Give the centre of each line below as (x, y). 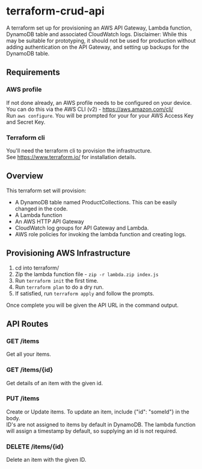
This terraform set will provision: (46, 190)
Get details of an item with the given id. (55, 383)
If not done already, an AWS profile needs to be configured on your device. (99, 102)
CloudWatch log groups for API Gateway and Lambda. (82, 228)
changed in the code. (41, 209)
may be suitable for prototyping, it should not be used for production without (101, 40)
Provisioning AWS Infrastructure (68, 253)
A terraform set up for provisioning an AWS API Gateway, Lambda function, (99, 28)
